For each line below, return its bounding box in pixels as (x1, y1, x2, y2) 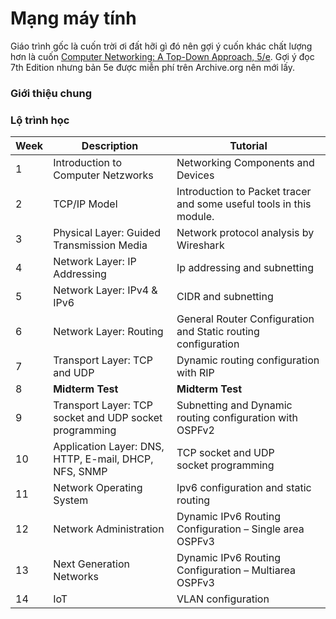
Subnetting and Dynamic (176, 398, 293, 412)
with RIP (176, 366, 215, 380)
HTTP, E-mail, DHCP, (53, 452, 154, 466)
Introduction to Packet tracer (176, 185, 312, 199)
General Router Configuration (176, 312, 315, 326)
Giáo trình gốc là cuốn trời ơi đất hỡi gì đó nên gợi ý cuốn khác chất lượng (10, 40, 313, 52)
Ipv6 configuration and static (176, 481, 312, 495)
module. (176, 210, 215, 224)
